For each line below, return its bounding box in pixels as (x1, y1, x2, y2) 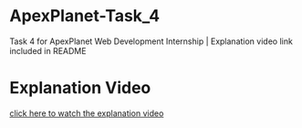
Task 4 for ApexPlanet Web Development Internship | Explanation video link (9, 36, 294, 47)
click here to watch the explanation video (9, 107, 164, 119)
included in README (9, 45, 87, 56)
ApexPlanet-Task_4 (9, 5, 161, 27)
